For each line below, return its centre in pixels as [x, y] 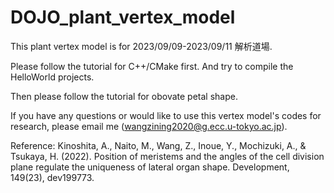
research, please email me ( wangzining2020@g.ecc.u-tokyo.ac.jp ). [149, 126]
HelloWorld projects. [52, 77]
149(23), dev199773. [52, 177]
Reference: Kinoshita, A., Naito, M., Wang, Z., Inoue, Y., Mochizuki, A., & [158, 145]
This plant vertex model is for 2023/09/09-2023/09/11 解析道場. [141, 46]
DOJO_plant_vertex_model [123, 17]
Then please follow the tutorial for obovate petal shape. [124, 96]
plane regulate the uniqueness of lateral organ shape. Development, [150, 167]
